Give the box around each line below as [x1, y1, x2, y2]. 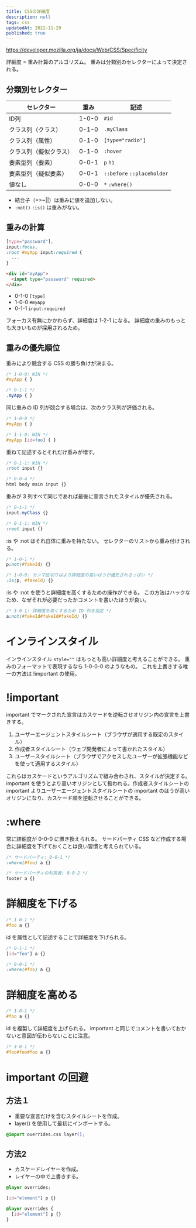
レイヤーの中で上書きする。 [14, 1173, 82, 1180]
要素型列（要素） [9, 159, 57, 167]
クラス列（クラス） [9, 125, 62, 133]
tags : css [6, 19, 30, 25]
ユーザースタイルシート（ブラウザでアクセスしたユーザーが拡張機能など [14, 752, 188, 759]
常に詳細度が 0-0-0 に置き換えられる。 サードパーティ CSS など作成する [6, 835, 181, 842]
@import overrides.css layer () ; [6, 1131, 85, 1137]
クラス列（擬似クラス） [9, 147, 74, 156]
